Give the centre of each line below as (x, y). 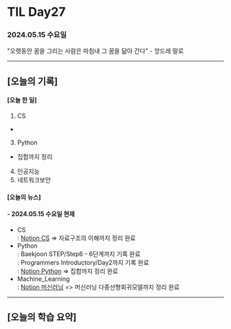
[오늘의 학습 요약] (42, 317)
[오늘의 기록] (33, 81)
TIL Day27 (36, 12)
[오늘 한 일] (22, 100)
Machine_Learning (43, 279)
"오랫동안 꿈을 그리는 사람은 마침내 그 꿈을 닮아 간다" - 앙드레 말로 (96, 51)
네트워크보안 (34, 180)
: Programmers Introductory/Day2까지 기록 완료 (83, 262)
